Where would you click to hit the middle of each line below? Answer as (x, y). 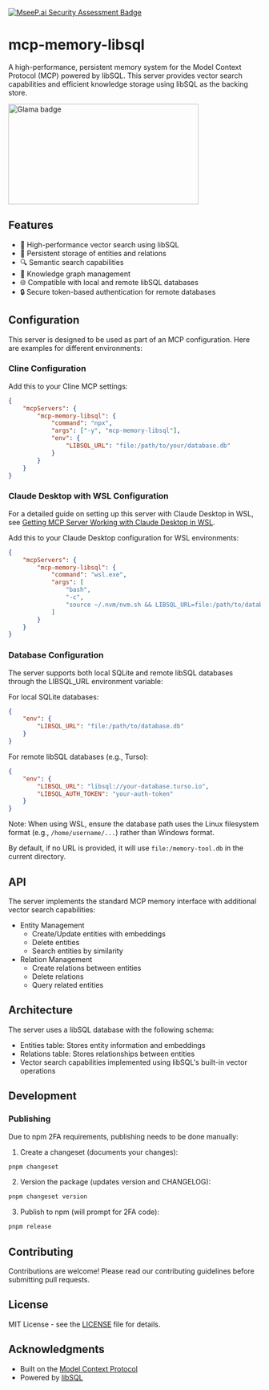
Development (43, 1096)
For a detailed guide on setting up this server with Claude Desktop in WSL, (131, 513)
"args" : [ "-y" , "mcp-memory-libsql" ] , (116, 431)
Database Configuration (56, 655)
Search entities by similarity (78, 951)
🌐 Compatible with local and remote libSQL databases (109, 282)
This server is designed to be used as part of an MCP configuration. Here (129, 339)
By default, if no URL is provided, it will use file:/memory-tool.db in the (126, 848)
